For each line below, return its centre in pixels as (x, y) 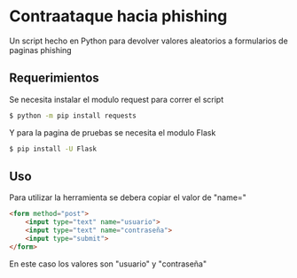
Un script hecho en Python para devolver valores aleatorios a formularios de (148, 41)
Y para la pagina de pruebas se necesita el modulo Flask (113, 132)
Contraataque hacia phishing (118, 16)
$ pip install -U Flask (53, 149)
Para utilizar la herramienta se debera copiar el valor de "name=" (128, 197)
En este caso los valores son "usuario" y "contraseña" (108, 264)
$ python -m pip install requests (73, 116)
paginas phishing (41, 50)
